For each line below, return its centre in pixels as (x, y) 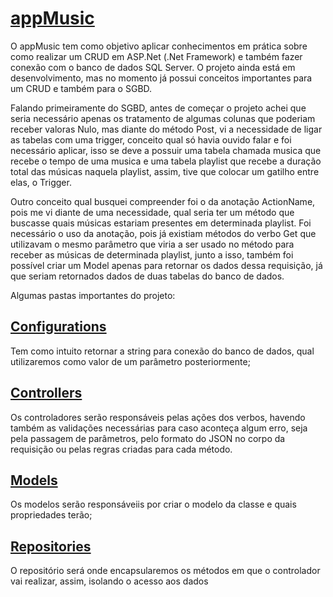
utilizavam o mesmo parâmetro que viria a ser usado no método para (152, 244)
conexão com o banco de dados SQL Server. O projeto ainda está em (153, 67)
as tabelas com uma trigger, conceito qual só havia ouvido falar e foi (151, 139)
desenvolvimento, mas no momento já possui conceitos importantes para (161, 78)
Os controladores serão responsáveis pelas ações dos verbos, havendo (158, 417)
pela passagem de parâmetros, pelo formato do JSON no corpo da (148, 438)
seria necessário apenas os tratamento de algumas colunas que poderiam (163, 118)
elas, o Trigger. (41, 182)
